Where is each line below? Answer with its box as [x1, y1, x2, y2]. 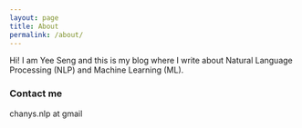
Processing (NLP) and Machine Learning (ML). [9, 64, 184, 75]
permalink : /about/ [9, 30, 84, 39]
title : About [9, 22, 59, 31]
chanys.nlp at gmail [9, 108, 83, 119]
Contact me [9, 87, 63, 100]
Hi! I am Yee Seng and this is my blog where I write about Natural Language [9, 55, 294, 66]
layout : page [9, 13, 59, 23]
